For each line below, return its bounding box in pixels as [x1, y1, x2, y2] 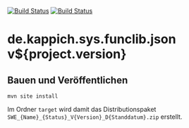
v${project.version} [7, 46, 127, 63]
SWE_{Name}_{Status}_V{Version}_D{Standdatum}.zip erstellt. [7, 113, 183, 121]
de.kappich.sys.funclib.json [7, 32, 176, 47]
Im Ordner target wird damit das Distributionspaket [7, 105, 157, 113]
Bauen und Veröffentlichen [7, 74, 128, 86]
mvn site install [7, 93, 59, 100]
